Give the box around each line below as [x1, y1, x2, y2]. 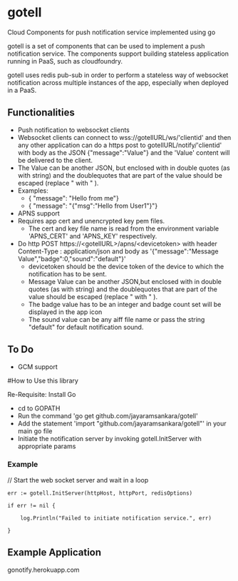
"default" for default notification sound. [28, 323, 144, 331]
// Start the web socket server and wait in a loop [7, 475, 149, 484]
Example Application [7, 547, 102, 559]
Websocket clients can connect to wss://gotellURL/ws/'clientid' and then [17, 133, 232, 141]
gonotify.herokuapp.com [7, 565, 80, 574]
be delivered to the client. [17, 156, 93, 164]
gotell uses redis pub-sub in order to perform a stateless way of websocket [7, 71, 229, 79]
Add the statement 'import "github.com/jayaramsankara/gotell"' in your [17, 419, 227, 428]
